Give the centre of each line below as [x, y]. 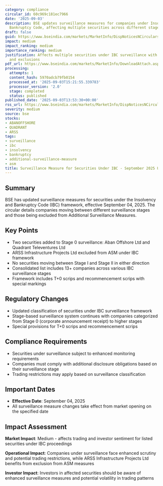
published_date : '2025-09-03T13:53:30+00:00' [52, 100]
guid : [10, 37]
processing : [17, 69]
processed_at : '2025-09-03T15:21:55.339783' [55, 82]
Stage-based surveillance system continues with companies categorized [85, 316]
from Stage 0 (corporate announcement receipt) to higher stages [77, 321]
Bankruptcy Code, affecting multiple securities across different [78, 28]
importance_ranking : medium [33, 50]
